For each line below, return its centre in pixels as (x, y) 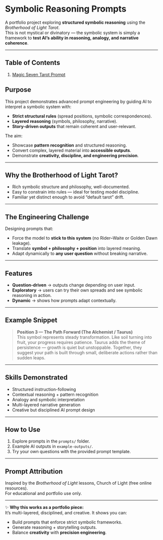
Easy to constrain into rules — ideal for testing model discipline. (76, 192)
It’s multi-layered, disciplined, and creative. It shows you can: (66, 513)
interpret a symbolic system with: (38, 106)
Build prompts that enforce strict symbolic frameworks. (67, 522)
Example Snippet (31, 320)
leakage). (21, 243)
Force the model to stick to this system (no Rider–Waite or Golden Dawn (85, 238)
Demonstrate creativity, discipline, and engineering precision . (75, 155)
